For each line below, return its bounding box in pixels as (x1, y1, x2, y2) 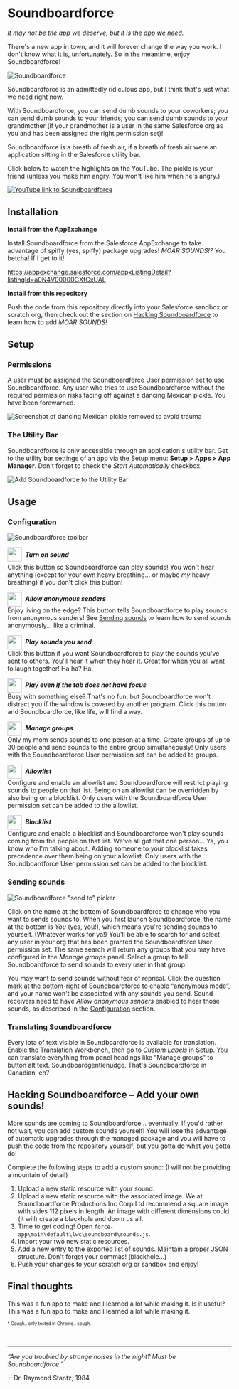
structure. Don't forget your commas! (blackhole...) (17, 1252, 167, 1260)
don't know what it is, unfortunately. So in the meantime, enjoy (7, 50, 191, 58)
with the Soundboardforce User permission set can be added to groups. (7, 750, 218, 759)
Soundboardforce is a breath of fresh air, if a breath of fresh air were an (7, 142, 218, 151)
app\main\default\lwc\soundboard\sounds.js (17, 1230, 149, 1238)
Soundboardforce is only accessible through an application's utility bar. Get (7, 446, 228, 454)
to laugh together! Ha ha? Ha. (7, 664, 94, 673)
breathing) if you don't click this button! (7, 578, 123, 587)
